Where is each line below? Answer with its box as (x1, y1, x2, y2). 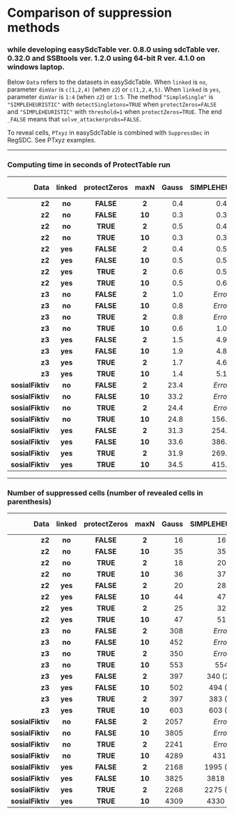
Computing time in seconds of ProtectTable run (7, 160, 171, 170)
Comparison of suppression (7, 5, 172, 21)
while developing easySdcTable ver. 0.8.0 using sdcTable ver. (7, 45, 220, 54)
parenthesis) (7, 497, 52, 506)
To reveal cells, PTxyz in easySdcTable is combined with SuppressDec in (7, 129, 210, 137)
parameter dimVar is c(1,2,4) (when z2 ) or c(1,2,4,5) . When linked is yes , (7, 85, 221, 94)
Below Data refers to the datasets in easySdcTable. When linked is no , (7, 78, 208, 87)
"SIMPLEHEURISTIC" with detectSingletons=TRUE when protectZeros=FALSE (7, 100, 217, 109)
